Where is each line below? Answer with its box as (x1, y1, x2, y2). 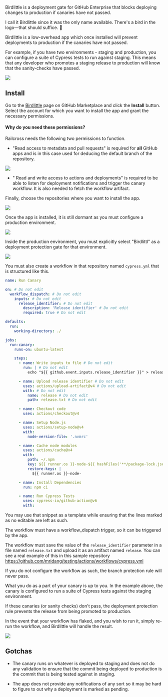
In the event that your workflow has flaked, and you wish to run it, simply (5, 618, 155, 624)
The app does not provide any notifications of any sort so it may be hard (12, 680, 161, 686)
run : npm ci (23, 484, 48, 489)
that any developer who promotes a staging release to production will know (5, 60, 160, 65)
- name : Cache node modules (18, 443, 77, 448)
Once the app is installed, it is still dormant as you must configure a (5, 214, 143, 220)
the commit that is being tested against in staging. (12, 671, 115, 677)
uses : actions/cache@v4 (23, 447, 72, 453)
